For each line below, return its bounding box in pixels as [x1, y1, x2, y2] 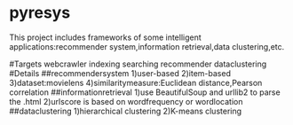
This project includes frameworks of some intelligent [9, 32, 202, 43]
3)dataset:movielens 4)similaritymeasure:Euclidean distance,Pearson [9, 77, 263, 88]
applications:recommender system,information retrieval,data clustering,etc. [9, 41, 285, 51]
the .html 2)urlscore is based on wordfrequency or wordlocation [9, 96, 243, 106]
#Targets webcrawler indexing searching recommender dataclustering [9, 59, 267, 69]
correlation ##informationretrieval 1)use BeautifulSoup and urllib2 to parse [9, 87, 281, 98]
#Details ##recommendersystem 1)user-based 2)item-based [9, 67, 231, 78]
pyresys [9, 3, 71, 23]
